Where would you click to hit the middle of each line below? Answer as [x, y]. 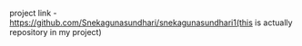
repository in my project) [55, 32]
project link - [33, 13]
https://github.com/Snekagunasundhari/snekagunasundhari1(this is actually [151, 23]
